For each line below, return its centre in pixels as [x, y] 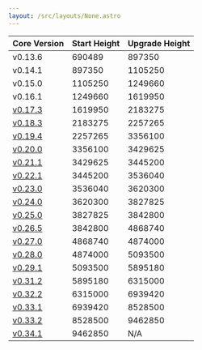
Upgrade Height [159, 43]
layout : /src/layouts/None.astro [65, 16]
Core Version [38, 43]
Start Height [96, 43]
